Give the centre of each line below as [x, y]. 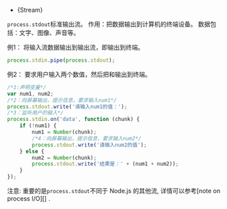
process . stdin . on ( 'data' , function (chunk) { [73, 120]
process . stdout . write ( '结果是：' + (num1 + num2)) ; [105, 164]
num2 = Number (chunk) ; [64, 157]
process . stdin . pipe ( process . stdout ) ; [61, 60]
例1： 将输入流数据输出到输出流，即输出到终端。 [76, 47]
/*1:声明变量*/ [27, 87]
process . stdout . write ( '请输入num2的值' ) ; [89, 145]
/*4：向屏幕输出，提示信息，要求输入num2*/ [87, 138]
